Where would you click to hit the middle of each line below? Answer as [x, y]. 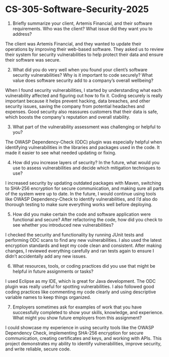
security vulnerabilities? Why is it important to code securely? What [82, 75]
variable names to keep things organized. [48, 297]
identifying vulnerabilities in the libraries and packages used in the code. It [82, 147]
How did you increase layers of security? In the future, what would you [86, 162]
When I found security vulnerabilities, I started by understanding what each [83, 90]
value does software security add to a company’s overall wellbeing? [83, 80]
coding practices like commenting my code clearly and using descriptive [81, 292]
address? [22, 34]
